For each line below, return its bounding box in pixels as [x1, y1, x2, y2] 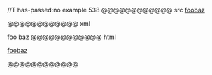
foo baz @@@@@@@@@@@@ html [7, 33, 117, 41]
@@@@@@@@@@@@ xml [7, 19, 91, 27]
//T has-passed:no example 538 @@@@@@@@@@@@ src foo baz [7, 6, 205, 14]
